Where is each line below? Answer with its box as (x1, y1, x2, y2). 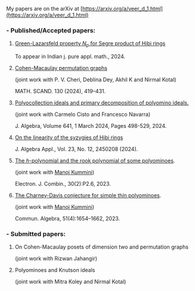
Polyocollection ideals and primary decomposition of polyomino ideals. (14, 99, 189, 106)
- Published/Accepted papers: (6, 26, 96, 35)
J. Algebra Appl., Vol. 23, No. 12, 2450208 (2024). (14, 146, 138, 153)
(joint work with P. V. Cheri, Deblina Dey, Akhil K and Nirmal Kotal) (14, 76, 177, 83)
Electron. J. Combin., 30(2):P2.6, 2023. (14, 180, 112, 188)
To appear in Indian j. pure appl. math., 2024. (14, 53, 126, 60)
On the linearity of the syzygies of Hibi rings (14, 134, 123, 141)
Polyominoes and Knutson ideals (14, 267, 95, 274)
